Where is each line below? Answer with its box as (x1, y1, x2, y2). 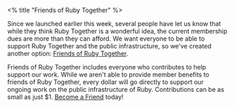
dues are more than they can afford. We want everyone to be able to (7, 34, 205, 43)
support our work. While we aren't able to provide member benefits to (7, 70, 209, 79)
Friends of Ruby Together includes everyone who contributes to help (7, 63, 207, 71)
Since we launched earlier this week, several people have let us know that (7, 20, 221, 27)
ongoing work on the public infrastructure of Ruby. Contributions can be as (7, 86, 225, 93)
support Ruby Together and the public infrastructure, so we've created (7, 42, 212, 50)
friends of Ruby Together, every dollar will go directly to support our (7, 78, 204, 86)
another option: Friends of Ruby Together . (7, 49, 129, 58)
